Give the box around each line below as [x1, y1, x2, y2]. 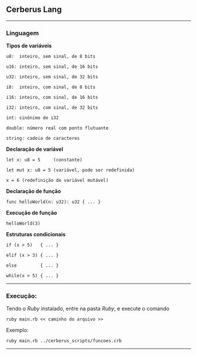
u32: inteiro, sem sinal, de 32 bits [6, 74, 98, 80]
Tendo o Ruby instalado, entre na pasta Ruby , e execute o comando [6, 305, 170, 312]
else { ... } [6, 263, 59, 268]
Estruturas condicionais [6, 231, 66, 238]
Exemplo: [6, 327, 29, 334]
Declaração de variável [6, 146, 63, 153]
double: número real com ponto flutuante [6, 125, 109, 131]
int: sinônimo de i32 [6, 115, 59, 121]
